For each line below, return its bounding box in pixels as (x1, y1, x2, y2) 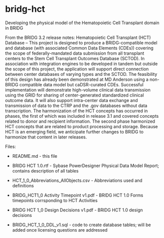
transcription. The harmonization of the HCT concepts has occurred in (5, 107, 148, 114)
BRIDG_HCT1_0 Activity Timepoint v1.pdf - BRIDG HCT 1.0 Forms (12, 192, 144, 198)
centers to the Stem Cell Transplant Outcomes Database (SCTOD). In (5, 55, 145, 61)
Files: (5, 143, 16, 149)
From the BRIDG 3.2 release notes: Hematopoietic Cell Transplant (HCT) (5, 34, 151, 40)
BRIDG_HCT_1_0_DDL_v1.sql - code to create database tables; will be (12, 222, 151, 228)
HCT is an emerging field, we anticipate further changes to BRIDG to (5, 129, 144, 135)
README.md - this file (12, 153, 58, 159)
